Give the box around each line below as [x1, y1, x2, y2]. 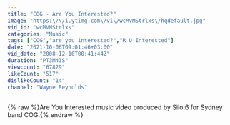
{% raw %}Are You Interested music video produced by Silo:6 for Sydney [7, 103, 223, 111]
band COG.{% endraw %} [7, 111, 84, 119]
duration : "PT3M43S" [7, 57, 69, 64]
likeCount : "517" [7, 70, 59, 77]
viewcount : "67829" [7, 64, 66, 71]
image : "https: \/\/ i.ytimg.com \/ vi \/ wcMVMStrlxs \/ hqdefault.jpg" [7, 17, 206, 24]
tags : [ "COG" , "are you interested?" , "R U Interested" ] [7, 37, 174, 44]
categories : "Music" [7, 30, 69, 38]
